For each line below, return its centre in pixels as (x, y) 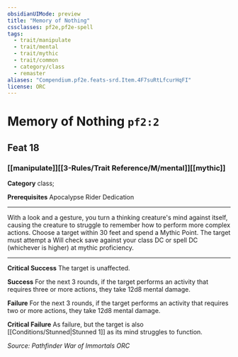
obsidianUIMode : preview (44, 14)
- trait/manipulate (42, 40)
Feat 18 (24, 147)
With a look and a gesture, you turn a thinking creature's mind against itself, (118, 218)
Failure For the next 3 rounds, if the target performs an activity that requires (118, 303)
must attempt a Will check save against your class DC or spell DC (103, 240)
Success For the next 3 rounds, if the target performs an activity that (108, 282)
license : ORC (27, 87)
